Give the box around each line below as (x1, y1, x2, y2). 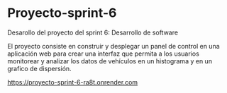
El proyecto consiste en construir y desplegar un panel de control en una (7, 42, 220, 50)
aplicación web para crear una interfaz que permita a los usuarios (7, 49, 200, 58)
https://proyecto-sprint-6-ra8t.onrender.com (7, 77, 138, 86)
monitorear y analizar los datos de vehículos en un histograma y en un (7, 56, 213, 65)
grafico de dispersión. (7, 64, 72, 73)
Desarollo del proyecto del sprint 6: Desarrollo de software (7, 28, 179, 37)
